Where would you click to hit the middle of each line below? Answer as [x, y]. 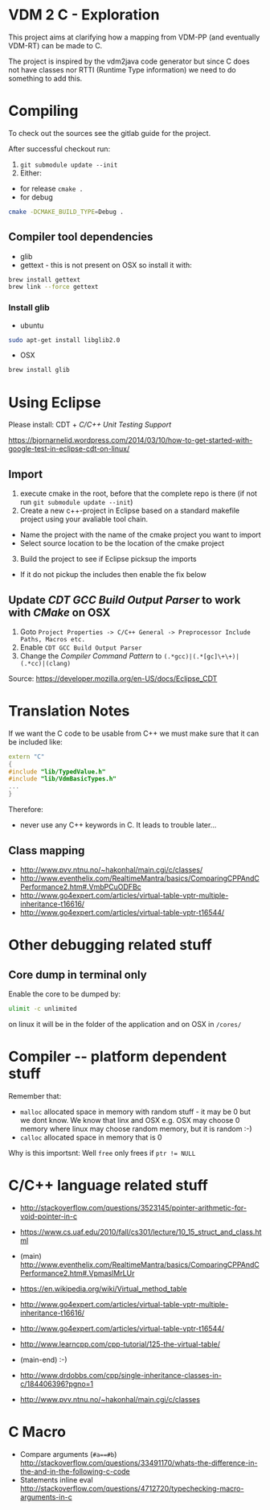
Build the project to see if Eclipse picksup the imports [108, 559]
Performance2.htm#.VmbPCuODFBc [81, 886]
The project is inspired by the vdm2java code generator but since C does [129, 61]
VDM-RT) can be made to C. [55, 45]
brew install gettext [45, 279]
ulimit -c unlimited [43, 1009]
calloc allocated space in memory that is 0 [91, 1137]
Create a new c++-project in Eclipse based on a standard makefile [129, 511]
